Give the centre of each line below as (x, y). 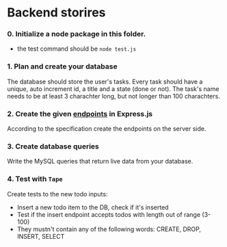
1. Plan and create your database (62, 66)
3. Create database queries (53, 146)
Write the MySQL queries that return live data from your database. (100, 161)
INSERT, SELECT (41, 236)
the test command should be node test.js (77, 49)
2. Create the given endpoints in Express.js (80, 114)
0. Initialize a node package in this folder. (77, 34)
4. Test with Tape (35, 179)
